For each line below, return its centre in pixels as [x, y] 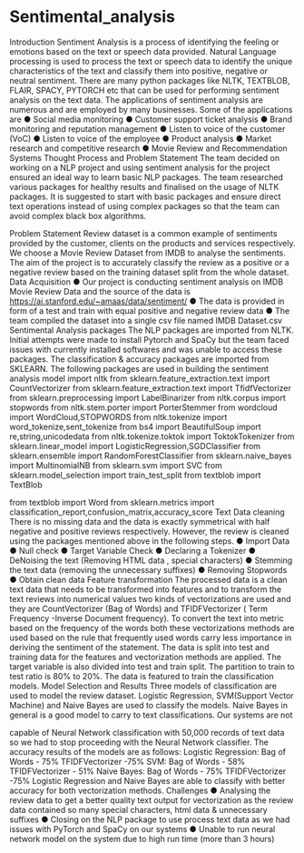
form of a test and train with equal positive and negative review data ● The [150, 310]
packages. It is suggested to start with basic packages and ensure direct [145, 196]
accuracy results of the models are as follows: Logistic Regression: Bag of [147, 751]
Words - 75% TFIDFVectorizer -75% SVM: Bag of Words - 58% [127, 761]
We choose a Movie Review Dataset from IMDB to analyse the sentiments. [147, 253]
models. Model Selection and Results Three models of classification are [143, 686]
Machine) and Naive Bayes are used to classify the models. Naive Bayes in [149, 705]
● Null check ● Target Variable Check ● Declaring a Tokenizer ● [132, 550]
